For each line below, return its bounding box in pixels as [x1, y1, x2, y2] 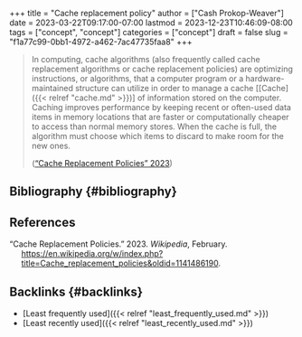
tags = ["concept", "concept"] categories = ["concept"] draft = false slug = [9, 27, 288, 37]
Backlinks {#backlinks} [9, 284, 143, 299]
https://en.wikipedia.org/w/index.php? [21, 248, 164, 259]
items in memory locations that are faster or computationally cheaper [31, 112, 289, 122]
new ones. [31, 140, 71, 151]
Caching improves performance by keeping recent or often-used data [31, 102, 292, 112]
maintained [31, 83, 74, 93]
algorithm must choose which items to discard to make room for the [31, 131, 285, 141]
